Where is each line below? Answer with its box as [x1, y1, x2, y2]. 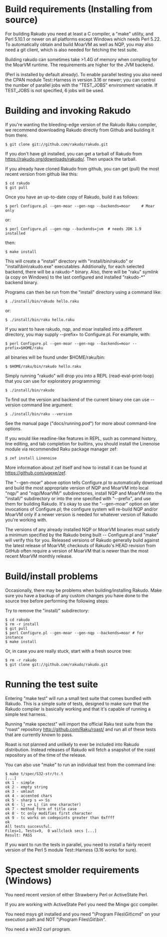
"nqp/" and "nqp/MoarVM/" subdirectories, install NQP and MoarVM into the [5, 490, 162, 496]
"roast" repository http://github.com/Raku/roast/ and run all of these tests [5, 726, 156, 732]
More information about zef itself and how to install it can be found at [5, 464, 147, 471]
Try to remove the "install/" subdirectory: [5, 607, 89, 613]
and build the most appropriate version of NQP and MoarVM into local [5, 485, 149, 491]
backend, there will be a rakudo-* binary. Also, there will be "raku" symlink [5, 269, 159, 275]
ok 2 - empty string [5, 784, 48, 790]
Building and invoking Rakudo [5, 105, 131, 116]
